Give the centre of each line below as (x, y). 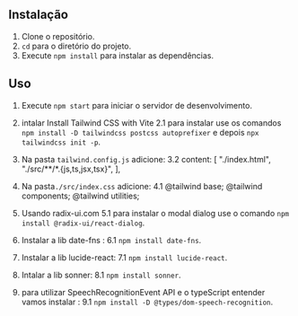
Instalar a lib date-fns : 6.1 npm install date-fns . (111, 240)
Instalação (39, 15)
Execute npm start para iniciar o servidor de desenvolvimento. (137, 105)
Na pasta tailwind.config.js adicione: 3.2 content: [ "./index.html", (146, 159)
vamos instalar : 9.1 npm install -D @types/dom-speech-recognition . (147, 302)
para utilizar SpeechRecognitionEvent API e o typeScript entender (143, 292)
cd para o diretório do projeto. (76, 46)
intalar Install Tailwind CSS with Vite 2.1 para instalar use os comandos (151, 123)
